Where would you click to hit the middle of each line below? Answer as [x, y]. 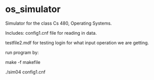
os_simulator [33, 9]
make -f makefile [23, 62]
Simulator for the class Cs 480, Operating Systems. [59, 23]
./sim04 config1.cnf [25, 72]
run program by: [22, 52]
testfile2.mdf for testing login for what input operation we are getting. [77, 43]
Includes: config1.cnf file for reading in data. [51, 33]
